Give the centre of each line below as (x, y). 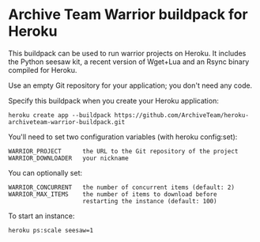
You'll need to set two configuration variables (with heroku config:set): (123, 137)
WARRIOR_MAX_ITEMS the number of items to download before (113, 194)
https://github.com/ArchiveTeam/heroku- (181, 115)
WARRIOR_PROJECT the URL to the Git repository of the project (123, 151)
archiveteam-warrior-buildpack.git (67, 122)
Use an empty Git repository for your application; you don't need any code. (130, 85)
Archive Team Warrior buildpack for (128, 15)
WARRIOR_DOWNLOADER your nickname (68, 158)
